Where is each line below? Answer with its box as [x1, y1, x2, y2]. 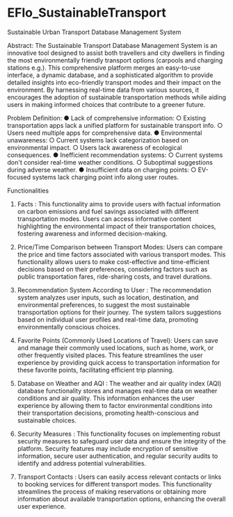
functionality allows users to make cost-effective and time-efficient [17, 257, 210, 265]
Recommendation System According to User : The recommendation [17, 286, 211, 294]
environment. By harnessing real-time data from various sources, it [7, 85, 200, 94]
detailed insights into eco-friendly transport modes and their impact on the [7, 78, 221, 86]
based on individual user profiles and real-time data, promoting [17, 315, 198, 324]
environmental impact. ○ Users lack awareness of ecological [7, 143, 182, 151]
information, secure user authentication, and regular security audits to [17, 452, 218, 460]
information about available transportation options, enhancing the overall [17, 495, 226, 503]
